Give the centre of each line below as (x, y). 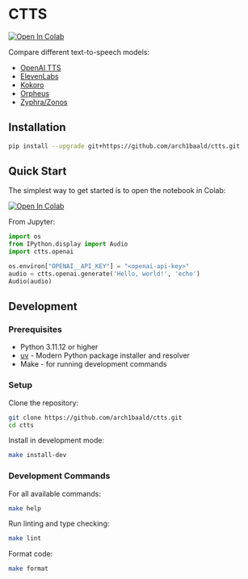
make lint (25, 539)
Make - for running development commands (93, 364)
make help (25, 508)
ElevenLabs (39, 76)
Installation (37, 127)
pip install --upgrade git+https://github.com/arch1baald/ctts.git (124, 146)
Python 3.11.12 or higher (59, 347)
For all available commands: (55, 493)
